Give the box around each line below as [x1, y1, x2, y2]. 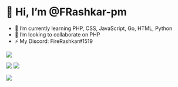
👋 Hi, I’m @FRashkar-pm [6, 5, 127, 19]
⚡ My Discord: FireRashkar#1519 [14, 38, 93, 45]
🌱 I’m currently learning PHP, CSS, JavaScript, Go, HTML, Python [14, 25, 173, 32]
